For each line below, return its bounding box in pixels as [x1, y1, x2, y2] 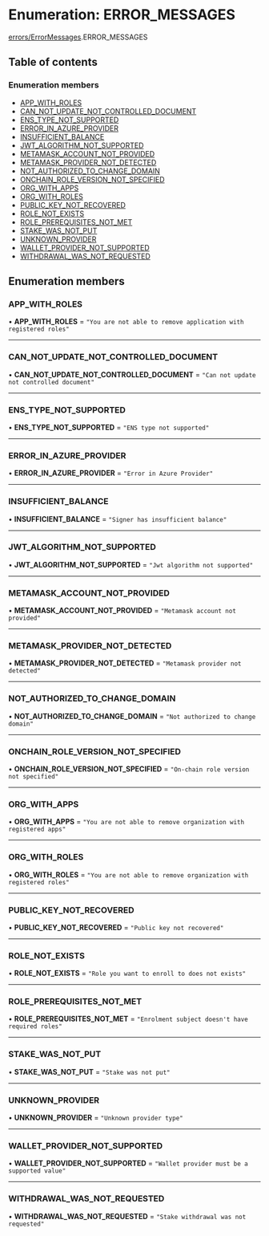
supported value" [8, 1167, 66, 1175]
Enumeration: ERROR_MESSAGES [8, 6, 236, 24]
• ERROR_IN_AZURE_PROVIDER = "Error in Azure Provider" [8, 468, 214, 478]
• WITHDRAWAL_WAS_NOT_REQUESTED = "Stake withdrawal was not [8, 1211, 247, 1221]
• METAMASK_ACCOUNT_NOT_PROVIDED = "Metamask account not [8, 606, 236, 616]
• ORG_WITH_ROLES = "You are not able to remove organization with [8, 869, 249, 880]
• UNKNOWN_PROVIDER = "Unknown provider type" [8, 1113, 183, 1123]
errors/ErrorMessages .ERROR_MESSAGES [8, 32, 148, 42]
